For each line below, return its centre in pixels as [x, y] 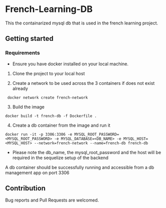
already [20, 88]
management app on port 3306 [37, 173]
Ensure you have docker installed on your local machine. [70, 64]
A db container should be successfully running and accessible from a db [80, 167]
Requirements [23, 53]
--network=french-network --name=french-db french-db [91, 143]
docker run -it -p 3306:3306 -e [39, 134]
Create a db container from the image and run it [61, 125]
